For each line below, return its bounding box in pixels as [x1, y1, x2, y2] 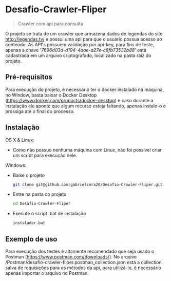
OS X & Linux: [5, 137, 34, 143]
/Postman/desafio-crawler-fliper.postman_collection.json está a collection [5, 259, 162, 265]
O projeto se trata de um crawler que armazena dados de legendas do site [5, 30, 163, 36]
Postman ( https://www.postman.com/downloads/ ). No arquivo [5, 254, 137, 260]
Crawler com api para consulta [17, 21, 83, 27]
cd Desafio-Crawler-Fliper [12, 201, 71, 207]
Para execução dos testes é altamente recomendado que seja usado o [5, 248, 155, 254]
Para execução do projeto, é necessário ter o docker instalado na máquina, [5, 86, 164, 92]
